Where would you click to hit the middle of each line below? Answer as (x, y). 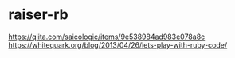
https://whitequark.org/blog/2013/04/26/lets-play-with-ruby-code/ (118, 44)
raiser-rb (39, 15)
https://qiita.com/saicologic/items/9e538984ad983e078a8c (107, 37)
